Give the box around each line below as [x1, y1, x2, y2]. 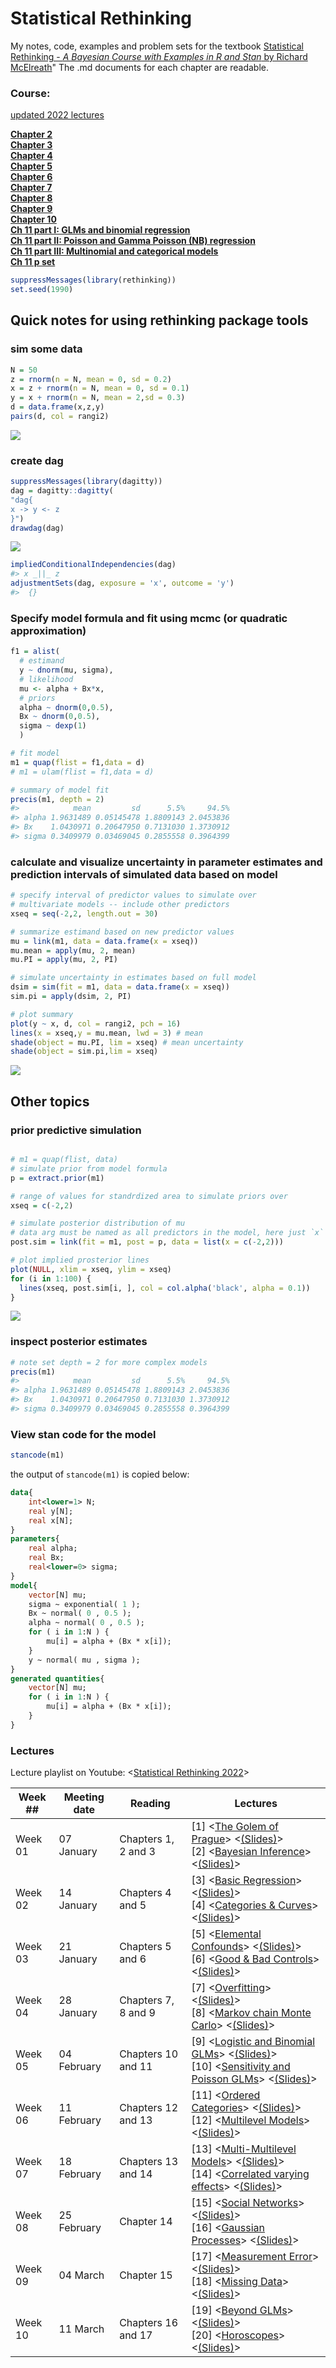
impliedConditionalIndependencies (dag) [10, 560, 177, 570]
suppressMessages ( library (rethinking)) [10, 275, 177, 286]
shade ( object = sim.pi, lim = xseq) [10, 1047, 159, 1057]
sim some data [10, 342, 83, 356]
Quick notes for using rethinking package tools [10, 312, 309, 329]
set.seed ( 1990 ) [10, 285, 74, 295]
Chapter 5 [10, 160, 53, 172]
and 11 [119, 2060, 153, 2074]
